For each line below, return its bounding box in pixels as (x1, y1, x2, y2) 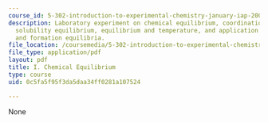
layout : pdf (8, 56, 48, 64)
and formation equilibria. (15, 33, 105, 42)
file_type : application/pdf (8, 48, 102, 56)
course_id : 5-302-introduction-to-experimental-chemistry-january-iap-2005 (8, 11, 266, 20)
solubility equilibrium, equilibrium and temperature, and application (15, 26, 259, 34)
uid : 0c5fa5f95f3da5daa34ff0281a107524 (8, 78, 141, 86)
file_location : (8, 41, 59, 49)
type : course (8, 71, 52, 79)
